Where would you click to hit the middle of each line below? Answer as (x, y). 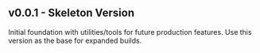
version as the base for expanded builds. (75, 40)
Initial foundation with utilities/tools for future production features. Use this (130, 32)
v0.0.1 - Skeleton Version (72, 13)
